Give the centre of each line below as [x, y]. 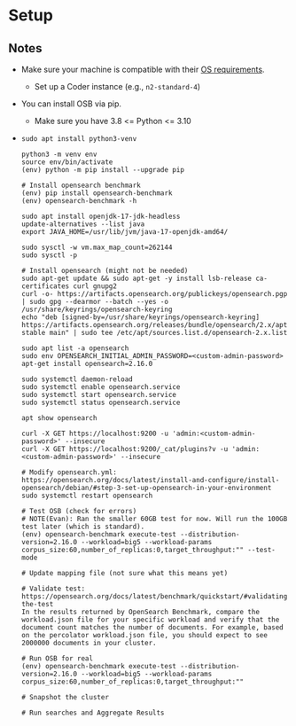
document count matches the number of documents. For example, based [152, 628]
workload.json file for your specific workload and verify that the [150, 620]
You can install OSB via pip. [71, 104]
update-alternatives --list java [83, 224]
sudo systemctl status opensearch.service [101, 402]
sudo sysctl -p [49, 255]
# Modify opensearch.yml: [69, 472]
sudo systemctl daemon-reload [77, 379]
